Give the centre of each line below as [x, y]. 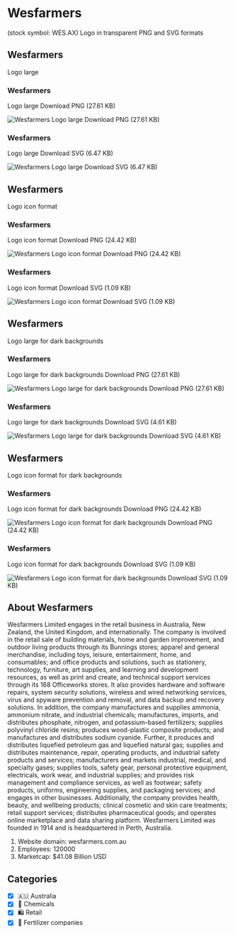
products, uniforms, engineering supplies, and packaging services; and [111, 790]
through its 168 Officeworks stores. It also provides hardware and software [116, 685]
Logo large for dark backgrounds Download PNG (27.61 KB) [94, 374]
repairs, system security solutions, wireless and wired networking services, [117, 692]
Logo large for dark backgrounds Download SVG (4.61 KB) [92, 422]
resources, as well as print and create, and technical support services [109, 677]
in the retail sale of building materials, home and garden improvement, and [116, 640]
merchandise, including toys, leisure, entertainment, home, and [99, 655]
